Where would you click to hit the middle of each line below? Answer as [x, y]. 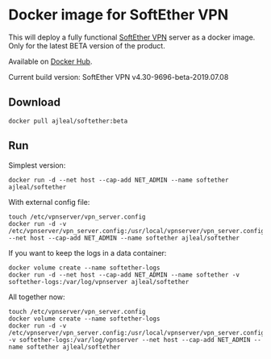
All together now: [37, 297]
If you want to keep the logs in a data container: [88, 253]
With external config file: [49, 202]
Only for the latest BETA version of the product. [87, 45]
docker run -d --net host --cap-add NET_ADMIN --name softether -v [124, 275]
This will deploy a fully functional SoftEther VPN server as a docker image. [132, 37]
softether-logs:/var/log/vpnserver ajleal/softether [99, 282]
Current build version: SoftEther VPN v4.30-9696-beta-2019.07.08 [119, 77]
